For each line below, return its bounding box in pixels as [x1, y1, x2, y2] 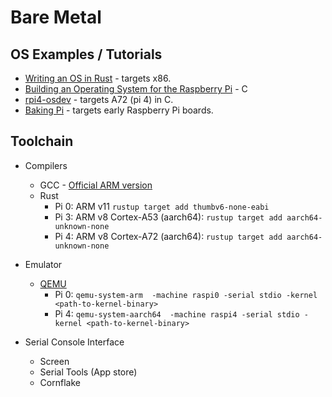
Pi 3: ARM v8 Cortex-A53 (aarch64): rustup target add [54, 211, 283, 223]
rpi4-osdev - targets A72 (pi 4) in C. [24, 94, 174, 105]
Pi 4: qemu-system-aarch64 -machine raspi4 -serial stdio [54, 307, 300, 320]
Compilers [24, 159, 68, 171]
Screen [39, 355, 70, 367]
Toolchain [10, 133, 74, 150]
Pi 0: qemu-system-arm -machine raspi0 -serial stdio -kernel [54, 288, 318, 300]
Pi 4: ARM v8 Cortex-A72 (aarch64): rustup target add [54, 230, 283, 242]
